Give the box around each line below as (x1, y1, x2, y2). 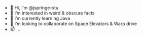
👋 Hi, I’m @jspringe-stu (10, 5, 59, 10)
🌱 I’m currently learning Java (10, 15, 70, 21)
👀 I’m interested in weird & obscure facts (10, 10, 95, 16)
